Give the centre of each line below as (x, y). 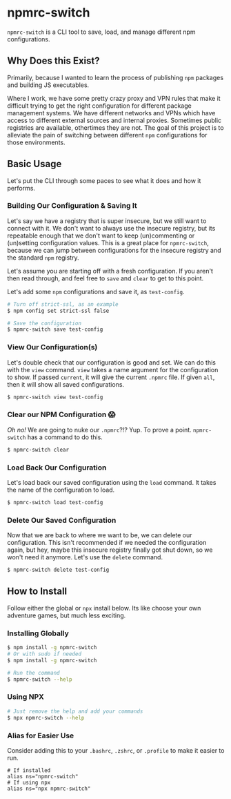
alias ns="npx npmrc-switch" (49, 789)
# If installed (29, 770)
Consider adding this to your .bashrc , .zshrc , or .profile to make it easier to (116, 750)
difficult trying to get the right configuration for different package (99, 106)
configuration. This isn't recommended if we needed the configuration (107, 543)
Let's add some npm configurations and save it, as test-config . (96, 291)
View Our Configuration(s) (52, 347)
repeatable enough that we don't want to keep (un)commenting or (101, 235)
